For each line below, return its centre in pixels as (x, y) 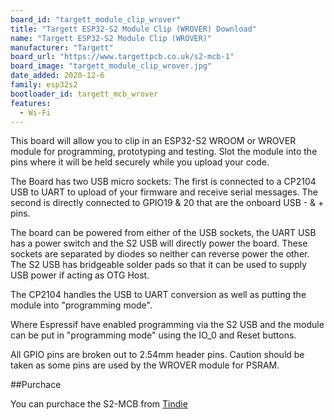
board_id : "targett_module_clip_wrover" (96, 19)
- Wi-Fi (35, 112)
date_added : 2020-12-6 (57, 76)
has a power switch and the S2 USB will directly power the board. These (159, 243)
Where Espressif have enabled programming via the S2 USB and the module (167, 325)
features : (31, 103)
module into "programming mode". (81, 305)
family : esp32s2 (44, 85)
